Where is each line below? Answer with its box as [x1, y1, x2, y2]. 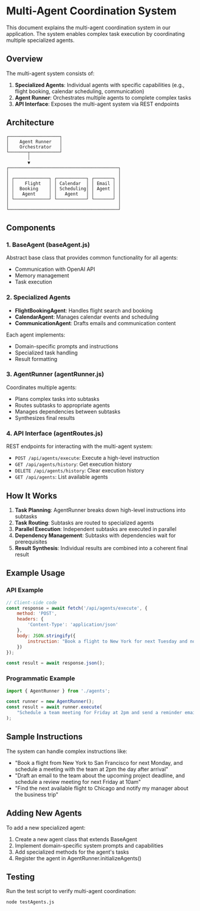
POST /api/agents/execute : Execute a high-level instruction [14, 455, 160, 462]
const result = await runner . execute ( [6, 704, 102, 711]
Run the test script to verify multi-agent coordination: [6, 888, 137, 895]
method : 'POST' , [17, 610, 58, 617]
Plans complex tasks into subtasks [14, 395, 100, 402]
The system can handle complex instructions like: [6, 748, 128, 755]
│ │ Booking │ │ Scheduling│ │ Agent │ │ [6, 186, 121, 192]
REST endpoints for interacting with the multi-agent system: [6, 443, 153, 450]
